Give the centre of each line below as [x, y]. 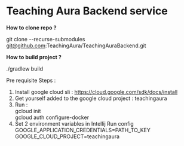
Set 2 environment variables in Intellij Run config [74, 123]
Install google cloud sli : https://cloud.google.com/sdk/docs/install [96, 92]
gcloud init [28, 111]
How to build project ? [34, 57]
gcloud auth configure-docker [52, 117]
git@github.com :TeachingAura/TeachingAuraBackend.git [76, 45]
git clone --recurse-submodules [46, 39]
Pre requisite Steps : [31, 80]
